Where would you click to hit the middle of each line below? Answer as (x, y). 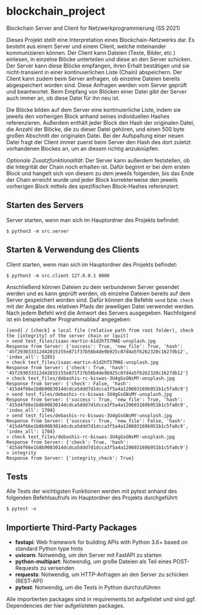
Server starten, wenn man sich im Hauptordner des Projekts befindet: (93, 220)
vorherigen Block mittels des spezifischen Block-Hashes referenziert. (93, 186)
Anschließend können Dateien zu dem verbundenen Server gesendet (93, 287)
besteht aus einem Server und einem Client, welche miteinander (86, 46)
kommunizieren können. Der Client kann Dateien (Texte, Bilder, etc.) (91, 52)
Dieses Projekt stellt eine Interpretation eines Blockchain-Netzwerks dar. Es (101, 40)
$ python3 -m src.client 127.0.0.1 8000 (58, 276)
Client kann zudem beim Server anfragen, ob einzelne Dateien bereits (93, 78)
